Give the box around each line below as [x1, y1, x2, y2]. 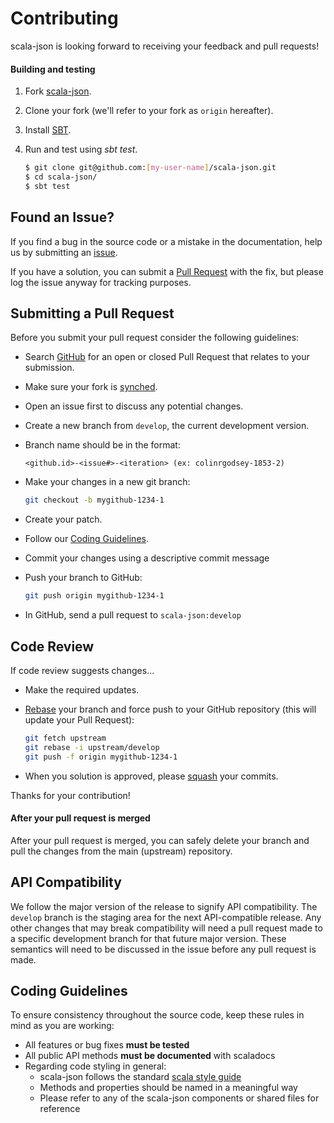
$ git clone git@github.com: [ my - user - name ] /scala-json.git [24, 163, 277, 173]
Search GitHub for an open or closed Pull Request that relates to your [24, 351, 310, 363]
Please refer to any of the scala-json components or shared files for [39, 1092, 320, 1104]
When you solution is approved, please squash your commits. [24, 770, 279, 782]
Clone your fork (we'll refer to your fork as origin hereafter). [24, 105, 274, 117]
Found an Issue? [10, 209, 115, 226]
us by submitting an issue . [10, 246, 118, 258]
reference [39, 1103, 81, 1115]
